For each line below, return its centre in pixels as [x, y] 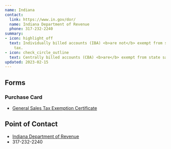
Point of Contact [31, 124]
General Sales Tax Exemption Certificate [55, 108]
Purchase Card [24, 97]
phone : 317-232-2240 [31, 29]
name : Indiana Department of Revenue [50, 24]
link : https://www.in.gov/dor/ [43, 19]
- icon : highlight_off [29, 39]
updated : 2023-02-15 [27, 62]
